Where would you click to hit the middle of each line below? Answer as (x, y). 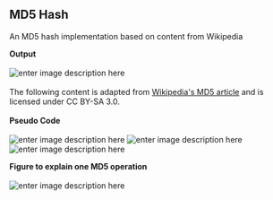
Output (23, 54)
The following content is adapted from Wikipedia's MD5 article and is (136, 91)
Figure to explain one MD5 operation (78, 166)
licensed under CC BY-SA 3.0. (65, 101)
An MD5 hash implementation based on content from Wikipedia (126, 36)
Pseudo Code (35, 120)
